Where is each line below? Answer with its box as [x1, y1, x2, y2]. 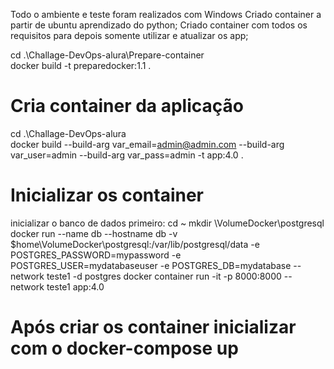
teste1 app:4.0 [46, 280, 105, 293]
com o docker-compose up [10, 337, 239, 360]
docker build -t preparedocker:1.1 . [10, 60, 152, 71]
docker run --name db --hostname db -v [10, 227, 178, 239]
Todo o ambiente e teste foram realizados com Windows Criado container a [10, 9, 322, 20]
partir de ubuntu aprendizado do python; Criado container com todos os [10, 19, 308, 31]
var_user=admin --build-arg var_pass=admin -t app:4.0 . [10, 149, 244, 161]
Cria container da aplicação [10, 95, 244, 118]
